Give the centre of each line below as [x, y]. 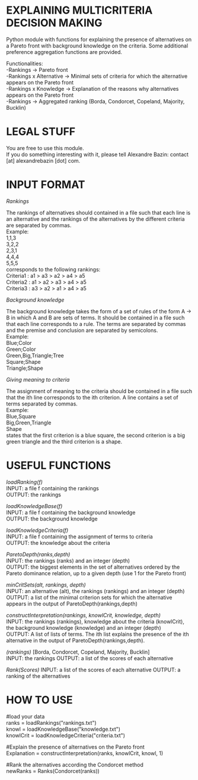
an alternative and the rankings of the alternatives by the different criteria [95, 219]
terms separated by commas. [42, 404]
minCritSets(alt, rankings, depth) [46, 585]
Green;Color [21, 349]
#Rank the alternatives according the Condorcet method [75, 765]
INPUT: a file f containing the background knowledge [71, 512]
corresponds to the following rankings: [53, 269]
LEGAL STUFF [41, 132]
